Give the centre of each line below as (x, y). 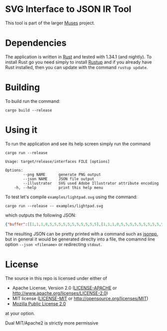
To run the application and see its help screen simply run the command (78, 144)
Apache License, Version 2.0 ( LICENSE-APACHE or (65, 288)
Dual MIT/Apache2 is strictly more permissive (52, 323)
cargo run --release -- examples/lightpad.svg (54, 206)
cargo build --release (29, 110)
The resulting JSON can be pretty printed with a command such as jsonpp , (82, 234)
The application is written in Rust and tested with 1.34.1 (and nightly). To (78, 57)
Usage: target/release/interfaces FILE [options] (58, 162)
